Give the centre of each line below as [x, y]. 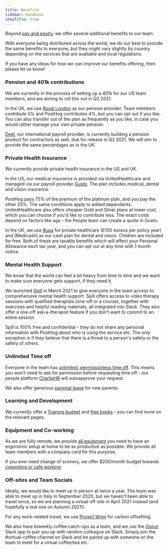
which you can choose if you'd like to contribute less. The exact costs [77, 215]
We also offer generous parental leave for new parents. [62, 388]
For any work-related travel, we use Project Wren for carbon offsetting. [78, 517]
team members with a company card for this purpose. [61, 452]
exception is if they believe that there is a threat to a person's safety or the [82, 338]
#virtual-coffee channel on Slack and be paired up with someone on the [79, 537]
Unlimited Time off [28, 357]
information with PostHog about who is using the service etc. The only [78, 332]
